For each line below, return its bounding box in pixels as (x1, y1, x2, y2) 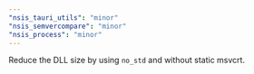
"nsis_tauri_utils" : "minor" (8, 13, 119, 23)
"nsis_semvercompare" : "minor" (8, 22, 127, 31)
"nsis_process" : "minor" (8, 30, 103, 39)
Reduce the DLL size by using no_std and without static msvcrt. (8, 55, 246, 66)
